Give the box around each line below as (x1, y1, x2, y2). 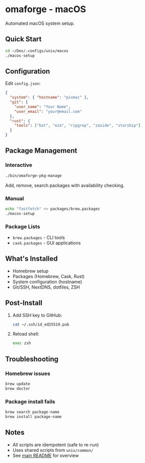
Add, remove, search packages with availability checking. (5, 182, 125, 188)
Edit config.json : (5, 80, 41, 86)
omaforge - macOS (5, 4, 87, 15)
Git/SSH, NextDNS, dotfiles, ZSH (12, 284, 80, 290)
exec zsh (12, 341, 31, 346)
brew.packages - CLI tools (12, 234, 65, 241)
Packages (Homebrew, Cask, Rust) (12, 273, 85, 279)
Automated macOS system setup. (5, 20, 75, 26)
